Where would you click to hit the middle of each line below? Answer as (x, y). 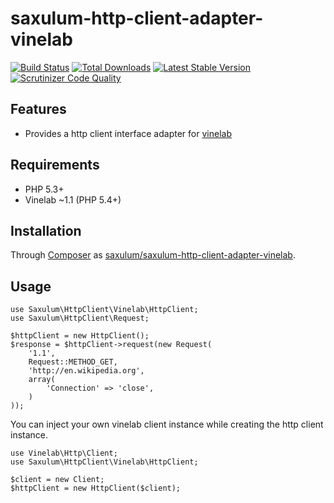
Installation (46, 230)
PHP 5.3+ (44, 189)
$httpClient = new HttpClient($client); (96, 488)
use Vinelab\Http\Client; (64, 453)
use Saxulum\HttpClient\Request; (80, 318)
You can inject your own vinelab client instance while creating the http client (167, 424)
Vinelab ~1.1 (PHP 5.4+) (73, 199)
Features (38, 109)
